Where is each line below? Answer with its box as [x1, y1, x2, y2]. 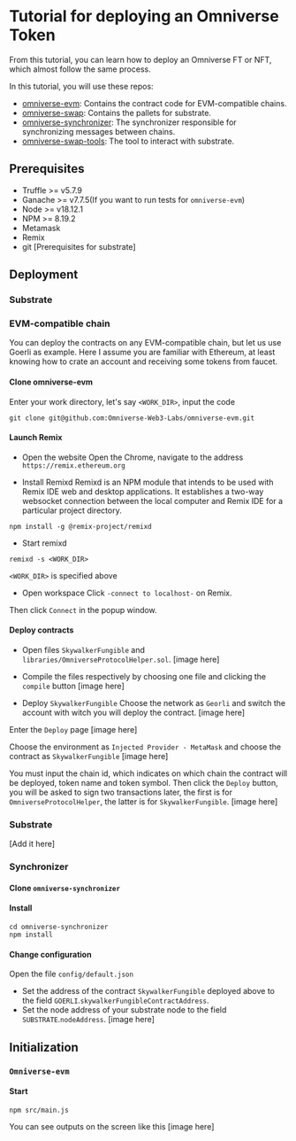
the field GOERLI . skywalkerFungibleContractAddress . [21, 995, 209, 1006]
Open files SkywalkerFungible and [21, 644, 146, 655]
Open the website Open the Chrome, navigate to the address [21, 452, 244, 462]
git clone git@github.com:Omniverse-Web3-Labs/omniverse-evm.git [9, 414, 254, 423]
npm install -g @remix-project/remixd [9, 522, 152, 531]
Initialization [9, 1039, 80, 1055]
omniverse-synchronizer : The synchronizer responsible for [21, 117, 237, 128]
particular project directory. [21, 505, 122, 516]
